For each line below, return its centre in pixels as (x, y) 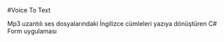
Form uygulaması (32, 31)
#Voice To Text (29, 10)
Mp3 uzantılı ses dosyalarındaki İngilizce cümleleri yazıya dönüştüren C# (112, 23)
